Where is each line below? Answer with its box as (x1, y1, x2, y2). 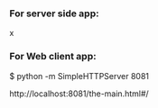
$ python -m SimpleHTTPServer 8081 (9, 70, 150, 81)
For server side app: (9, 7, 99, 20)
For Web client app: (9, 50, 97, 63)
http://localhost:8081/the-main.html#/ (9, 88, 149, 99)
